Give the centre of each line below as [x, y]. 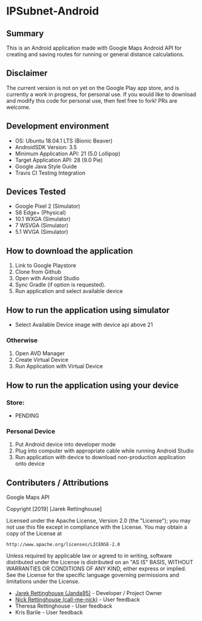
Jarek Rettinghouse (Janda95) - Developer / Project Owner [89, 593]
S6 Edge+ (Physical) [41, 213]
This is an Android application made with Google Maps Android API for [94, 48]
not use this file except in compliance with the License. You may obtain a [97, 527]
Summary [25, 34]
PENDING [27, 416]
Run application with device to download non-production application [100, 457]
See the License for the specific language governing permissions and [93, 575]
